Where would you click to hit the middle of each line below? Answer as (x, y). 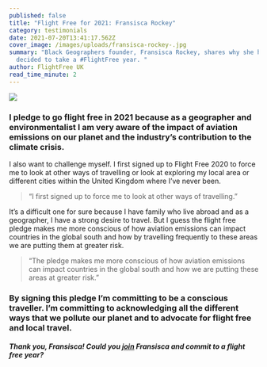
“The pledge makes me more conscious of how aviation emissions (137, 260)
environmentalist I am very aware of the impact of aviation (124, 127)
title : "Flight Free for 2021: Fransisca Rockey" (93, 23)
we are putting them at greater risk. (67, 245)
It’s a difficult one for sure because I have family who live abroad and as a (129, 212)
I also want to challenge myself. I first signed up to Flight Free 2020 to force (132, 164)
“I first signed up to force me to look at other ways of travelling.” (133, 196)
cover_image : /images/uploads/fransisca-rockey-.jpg (98, 45)
